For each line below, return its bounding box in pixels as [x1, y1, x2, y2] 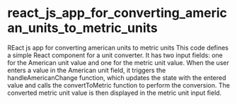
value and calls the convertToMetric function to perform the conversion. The [7, 81, 230, 89]
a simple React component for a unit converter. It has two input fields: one [7, 51, 223, 59]
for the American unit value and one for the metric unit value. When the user [7, 58, 230, 67]
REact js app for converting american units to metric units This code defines [7, 43, 229, 52]
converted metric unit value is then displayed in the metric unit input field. [7, 88, 222, 97]
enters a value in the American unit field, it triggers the [7, 66, 166, 74]
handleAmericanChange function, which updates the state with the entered [7, 73, 226, 82]
